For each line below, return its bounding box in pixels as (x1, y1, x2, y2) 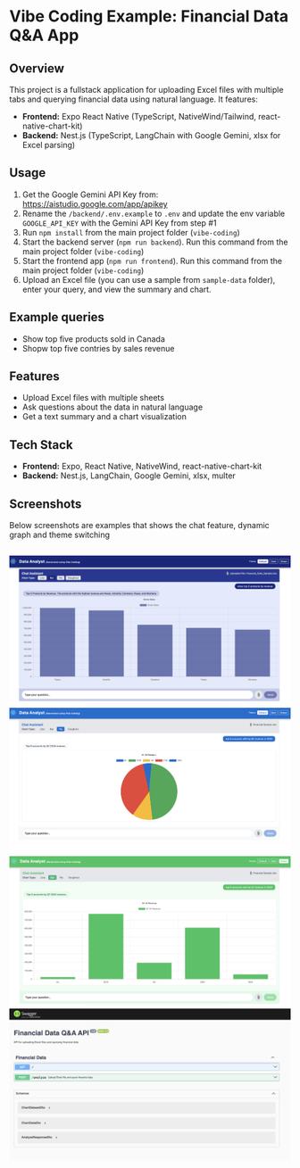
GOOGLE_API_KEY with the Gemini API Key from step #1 (21, 217, 217, 228)
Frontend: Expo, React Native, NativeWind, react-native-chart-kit (21, 461, 262, 472)
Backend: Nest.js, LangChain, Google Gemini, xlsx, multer (21, 470, 237, 481)
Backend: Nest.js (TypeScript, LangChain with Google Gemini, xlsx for (21, 130, 281, 140)
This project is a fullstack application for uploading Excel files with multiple (9, 85, 284, 95)
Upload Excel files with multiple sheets (21, 393, 165, 403)
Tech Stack (9, 437, 73, 452)
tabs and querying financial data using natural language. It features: (9, 94, 259, 104)
